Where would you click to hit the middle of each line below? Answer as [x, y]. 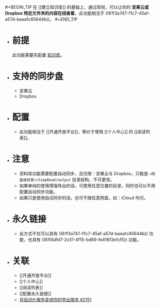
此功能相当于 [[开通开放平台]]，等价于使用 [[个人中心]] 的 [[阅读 [83, 131]
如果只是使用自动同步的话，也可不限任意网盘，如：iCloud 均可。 [84, 197]
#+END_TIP [66, 19]
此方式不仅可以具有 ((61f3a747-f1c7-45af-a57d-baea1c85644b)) [83, 233]
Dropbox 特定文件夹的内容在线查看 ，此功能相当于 [55, 13]
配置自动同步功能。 [39, 192]
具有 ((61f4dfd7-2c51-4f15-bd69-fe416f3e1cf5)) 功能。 [87, 240]
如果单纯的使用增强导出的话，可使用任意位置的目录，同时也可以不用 [87, 185]
